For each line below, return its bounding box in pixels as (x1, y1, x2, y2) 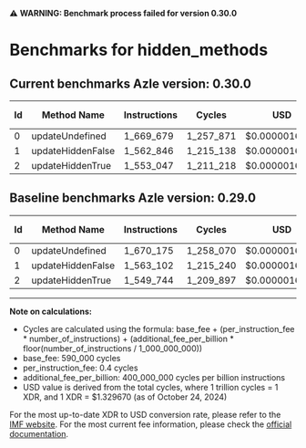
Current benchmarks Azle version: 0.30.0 (9, 76, 252, 91)
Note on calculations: (9, 306, 93, 317)
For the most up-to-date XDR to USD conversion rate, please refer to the (9, 409, 281, 420)
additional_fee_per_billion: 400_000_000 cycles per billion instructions (22, 371, 285, 382)
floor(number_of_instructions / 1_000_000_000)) (22, 342, 203, 354)
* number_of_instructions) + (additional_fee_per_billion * (22, 333, 234, 344)
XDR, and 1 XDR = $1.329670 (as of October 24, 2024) (22, 391, 228, 402)
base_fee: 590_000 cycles (22, 352, 121, 363)
